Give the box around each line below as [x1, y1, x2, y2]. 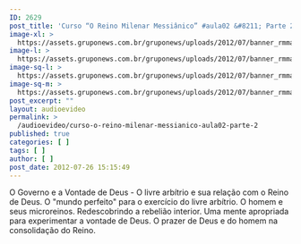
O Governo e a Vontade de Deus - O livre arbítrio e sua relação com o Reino [9, 187, 289, 198]
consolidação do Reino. [9, 225, 96, 236]
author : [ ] [9, 154, 54, 164]
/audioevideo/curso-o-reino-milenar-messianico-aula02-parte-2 [17, 122, 258, 130]
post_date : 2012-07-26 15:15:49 [9, 163, 130, 172]
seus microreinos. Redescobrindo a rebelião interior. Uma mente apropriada [9, 206, 289, 217]
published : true [9, 130, 70, 139]
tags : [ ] [9, 146, 47, 155]
